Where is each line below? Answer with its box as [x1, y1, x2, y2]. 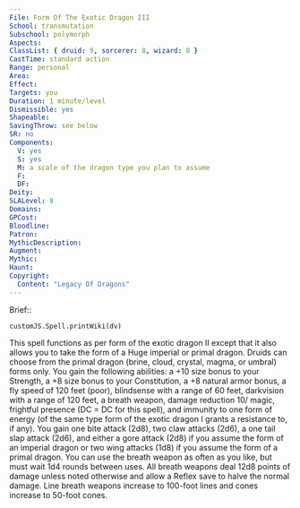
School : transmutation [9, 22, 94, 30]
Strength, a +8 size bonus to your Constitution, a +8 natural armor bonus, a [9, 375, 287, 386]
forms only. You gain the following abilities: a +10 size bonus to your [9, 366, 260, 376]
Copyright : [9, 271, 50, 280]
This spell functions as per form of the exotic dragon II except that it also [9, 337, 278, 348]
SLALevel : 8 [9, 196, 54, 206]
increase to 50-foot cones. [9, 489, 108, 500]
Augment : [9, 246, 42, 255]
